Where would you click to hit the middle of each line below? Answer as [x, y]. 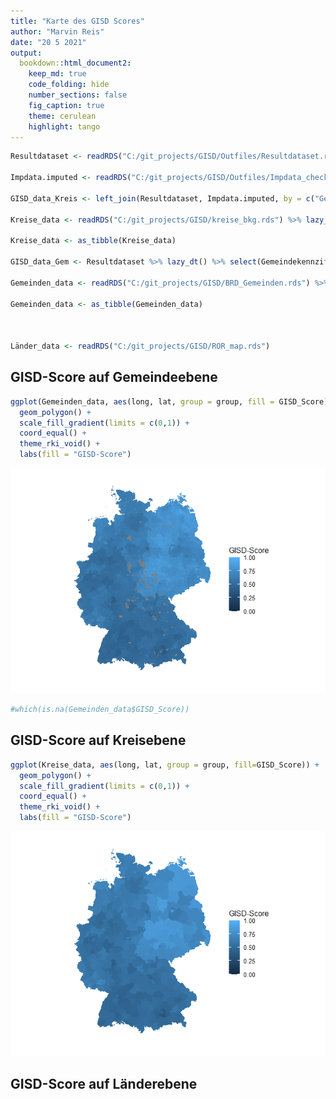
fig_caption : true [66, 105]
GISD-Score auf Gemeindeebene [114, 377]
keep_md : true [57, 74]
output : [26, 53]
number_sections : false [78, 95]
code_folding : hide [69, 85]
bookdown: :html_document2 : [75, 63]
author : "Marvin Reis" [57, 31]
